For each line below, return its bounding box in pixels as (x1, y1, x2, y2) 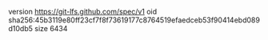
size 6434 (34, 24, 68, 33)
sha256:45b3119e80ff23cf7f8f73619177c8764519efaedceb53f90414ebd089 (8, 15, 260, 25)
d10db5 (8, 24, 34, 33)
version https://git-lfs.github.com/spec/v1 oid (8, 7, 158, 16)
